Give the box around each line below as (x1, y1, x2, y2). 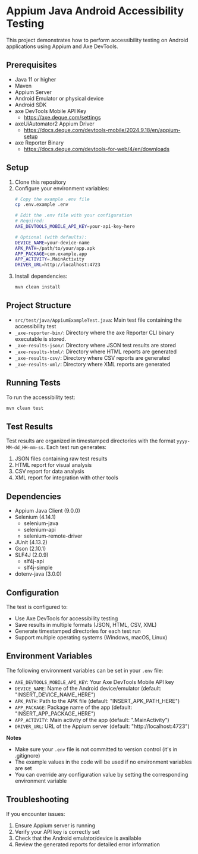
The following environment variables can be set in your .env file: (6, 667, 164, 674)
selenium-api (23, 526, 56, 533)
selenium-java (23, 520, 59, 527)
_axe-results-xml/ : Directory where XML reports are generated (14, 360, 171, 368)
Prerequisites (6, 60, 57, 70)
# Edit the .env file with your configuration (14, 212, 133, 218)
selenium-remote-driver (23, 532, 83, 539)
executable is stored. (14, 335, 67, 343)
